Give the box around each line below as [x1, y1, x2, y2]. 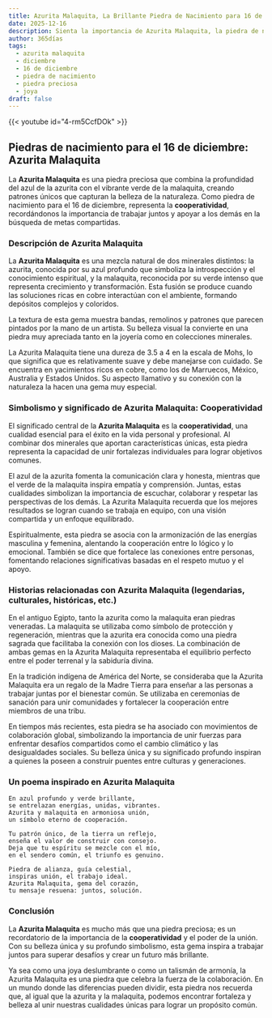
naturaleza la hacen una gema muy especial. [8, 382, 158, 392]
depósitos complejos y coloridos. [8, 299, 119, 309]
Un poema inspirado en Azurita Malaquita [8, 776, 176, 787]
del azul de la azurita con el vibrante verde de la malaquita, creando [8, 183, 235, 193]
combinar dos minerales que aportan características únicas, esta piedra [8, 438, 249, 448]
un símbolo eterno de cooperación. [8, 816, 129, 824]
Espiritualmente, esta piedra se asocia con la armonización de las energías [8, 530, 257, 539]
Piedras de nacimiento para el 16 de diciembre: [8, 140, 249, 154]
